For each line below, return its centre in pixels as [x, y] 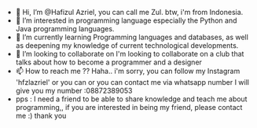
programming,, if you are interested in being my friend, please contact [129, 107]
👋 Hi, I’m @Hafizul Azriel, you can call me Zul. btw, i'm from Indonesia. [129, 12]
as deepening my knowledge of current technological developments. [127, 46]
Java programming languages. [65, 29]
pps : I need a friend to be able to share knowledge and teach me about [131, 99]
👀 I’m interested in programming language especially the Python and [126, 20]
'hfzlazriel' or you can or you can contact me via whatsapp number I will [132, 82]
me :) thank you [41, 115]
